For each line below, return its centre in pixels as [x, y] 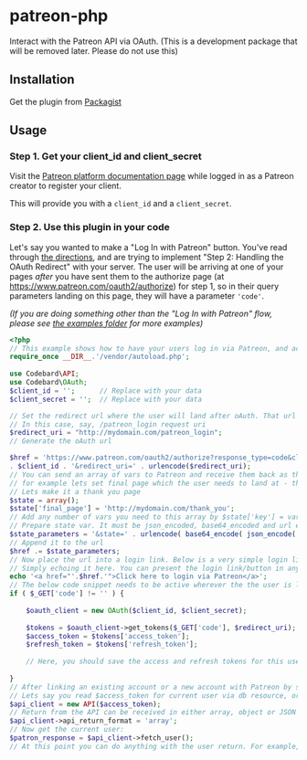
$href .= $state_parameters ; [65, 551]
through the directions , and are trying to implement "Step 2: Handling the [147, 257]
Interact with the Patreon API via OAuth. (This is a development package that [153, 41]
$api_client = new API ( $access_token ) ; [85, 704]
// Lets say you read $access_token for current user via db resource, [148, 695]
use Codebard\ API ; [44, 374]
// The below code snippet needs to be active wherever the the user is [151, 586]
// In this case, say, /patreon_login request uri [108, 424]
